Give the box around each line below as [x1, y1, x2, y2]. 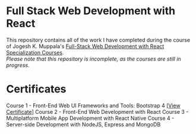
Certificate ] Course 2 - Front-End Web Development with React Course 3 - [6, 108, 189, 115]
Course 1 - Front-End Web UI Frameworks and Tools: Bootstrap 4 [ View [6, 102, 181, 109]
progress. [6, 61, 30, 69]
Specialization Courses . [6, 49, 64, 56]
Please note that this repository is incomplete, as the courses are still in [6, 55, 181, 62]
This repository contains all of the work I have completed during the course [6, 36, 191, 43]
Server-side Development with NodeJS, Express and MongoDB [6, 120, 161, 128]
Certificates [6, 82, 67, 96]
